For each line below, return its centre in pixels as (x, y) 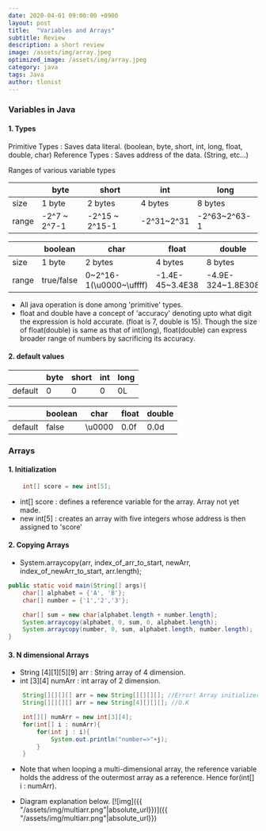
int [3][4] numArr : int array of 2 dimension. (90, 681)
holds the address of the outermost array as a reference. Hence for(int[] (137, 778)
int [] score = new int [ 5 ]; (67, 486)
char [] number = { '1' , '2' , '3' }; (76, 600)
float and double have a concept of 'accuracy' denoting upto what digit (135, 313)
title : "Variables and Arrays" (61, 30)
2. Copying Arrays (39, 545)
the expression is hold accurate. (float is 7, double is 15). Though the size (138, 321)
